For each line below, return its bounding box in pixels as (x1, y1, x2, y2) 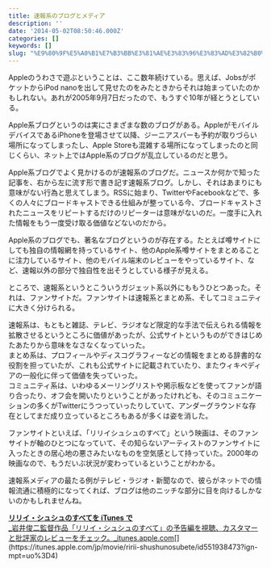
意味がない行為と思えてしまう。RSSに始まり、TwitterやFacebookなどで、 (8, 187, 253, 197)
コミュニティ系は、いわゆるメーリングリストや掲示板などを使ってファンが (8, 381, 256, 390)
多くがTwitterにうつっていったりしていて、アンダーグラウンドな (35, 401, 249, 410)
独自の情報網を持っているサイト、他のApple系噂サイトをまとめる (28, 246, 246, 255)
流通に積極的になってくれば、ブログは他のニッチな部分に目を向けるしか (15, 486, 256, 495)
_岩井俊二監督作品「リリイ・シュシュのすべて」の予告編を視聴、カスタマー (8, 523, 258, 532)
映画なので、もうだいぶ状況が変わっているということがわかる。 (8, 458, 220, 468)
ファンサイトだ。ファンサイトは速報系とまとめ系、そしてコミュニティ (29, 292, 262, 302)
